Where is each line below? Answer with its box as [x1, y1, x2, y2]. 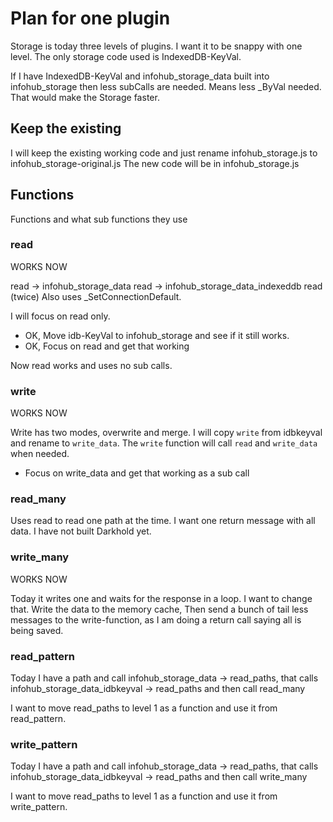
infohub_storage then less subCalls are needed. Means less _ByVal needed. [10, 80, 322, 92]
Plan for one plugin [10, 7, 171, 30]
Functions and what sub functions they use [10, 213, 188, 225]
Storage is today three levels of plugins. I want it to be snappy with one [10, 40, 303, 52]
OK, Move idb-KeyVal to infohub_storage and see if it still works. [24, 329, 290, 341]
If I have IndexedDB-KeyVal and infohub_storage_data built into [10, 70, 270, 82]
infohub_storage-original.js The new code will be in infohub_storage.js [10, 157, 300, 169]
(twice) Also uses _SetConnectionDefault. [10, 290, 182, 302]
